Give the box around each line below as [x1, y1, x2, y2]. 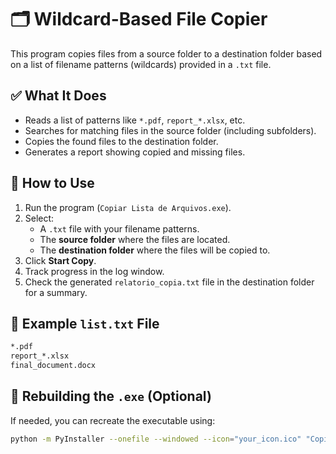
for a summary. [24, 286, 88, 298]
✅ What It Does [10, 87, 107, 105]
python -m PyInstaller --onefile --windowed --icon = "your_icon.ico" [10, 434, 302, 444]
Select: [24, 212, 55, 224]
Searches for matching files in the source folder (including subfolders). [24, 124, 317, 136]
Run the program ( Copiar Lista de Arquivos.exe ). [24, 201, 232, 213]
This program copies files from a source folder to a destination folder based [10, 47, 323, 60]
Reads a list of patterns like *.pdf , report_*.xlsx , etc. [24, 114, 246, 126]
